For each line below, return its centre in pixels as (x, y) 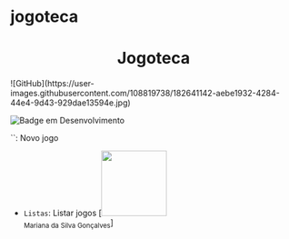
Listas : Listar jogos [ (63, 213)
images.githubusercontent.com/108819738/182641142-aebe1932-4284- (145, 94)
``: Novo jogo (35, 138)
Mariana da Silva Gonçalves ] (69, 224)
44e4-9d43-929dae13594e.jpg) (70, 103)
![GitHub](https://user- (52, 84)
